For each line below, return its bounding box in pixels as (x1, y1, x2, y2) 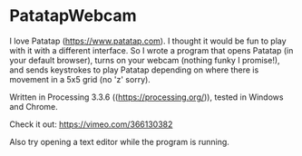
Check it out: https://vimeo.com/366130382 (9, 119, 173, 130)
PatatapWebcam (9, 5, 138, 26)
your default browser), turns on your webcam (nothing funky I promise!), (9, 54, 280, 65)
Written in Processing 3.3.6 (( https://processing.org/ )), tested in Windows (9, 92, 284, 102)
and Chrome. (9, 101, 59, 112)
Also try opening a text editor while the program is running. (9, 136, 229, 147)
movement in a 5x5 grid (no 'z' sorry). (9, 73, 151, 84)
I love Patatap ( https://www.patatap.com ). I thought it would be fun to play (9, 35, 287, 46)
